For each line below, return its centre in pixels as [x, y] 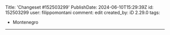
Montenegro [26, 22]
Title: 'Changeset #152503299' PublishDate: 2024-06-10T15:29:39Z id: [79, 7]
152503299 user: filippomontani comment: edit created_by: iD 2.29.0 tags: [83, 12]
